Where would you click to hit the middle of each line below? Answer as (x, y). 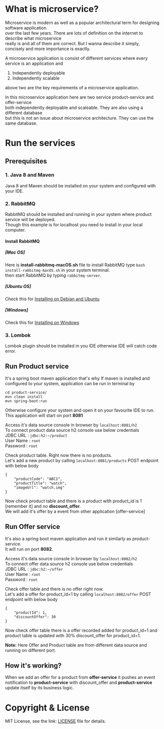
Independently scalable (36, 78)
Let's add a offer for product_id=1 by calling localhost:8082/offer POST (78, 594)
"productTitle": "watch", (41, 483)
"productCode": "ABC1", (38, 479)
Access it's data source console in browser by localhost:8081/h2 (71, 425)
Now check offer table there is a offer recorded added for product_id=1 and (81, 630)
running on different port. (31, 650)
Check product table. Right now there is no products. (59, 455)
